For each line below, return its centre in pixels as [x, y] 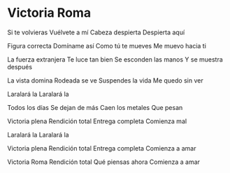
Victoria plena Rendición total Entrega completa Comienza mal [97, 121]
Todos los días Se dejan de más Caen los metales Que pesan [95, 107]
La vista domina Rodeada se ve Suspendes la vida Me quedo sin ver [106, 80]
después [20, 67]
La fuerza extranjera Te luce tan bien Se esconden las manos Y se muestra [115, 59]
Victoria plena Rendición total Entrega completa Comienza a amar [102, 148]
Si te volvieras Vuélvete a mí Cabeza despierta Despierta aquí [96, 32]
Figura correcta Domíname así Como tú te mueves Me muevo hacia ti [107, 46]
